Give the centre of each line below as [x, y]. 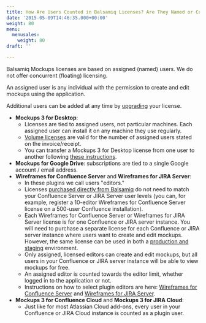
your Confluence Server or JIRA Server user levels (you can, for [105, 196]
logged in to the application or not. [68, 280]
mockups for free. [47, 267]
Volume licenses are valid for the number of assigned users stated [108, 137]
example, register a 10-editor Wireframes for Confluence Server [105, 202]
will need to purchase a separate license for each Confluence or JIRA [112, 228]
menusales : [26, 35]
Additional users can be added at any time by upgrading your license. [94, 105]
